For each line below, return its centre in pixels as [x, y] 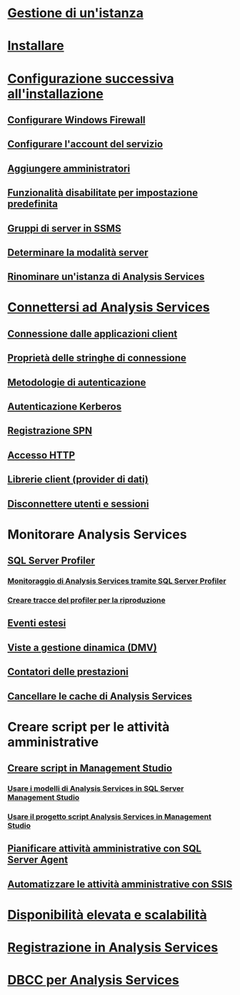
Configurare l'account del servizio [85, 144]
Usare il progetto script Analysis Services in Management [110, 817]
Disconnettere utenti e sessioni [78, 504]
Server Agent [38, 860]
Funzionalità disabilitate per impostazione [103, 193]
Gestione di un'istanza [76, 13]
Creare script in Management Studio [90, 768]
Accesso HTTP [41, 455]
